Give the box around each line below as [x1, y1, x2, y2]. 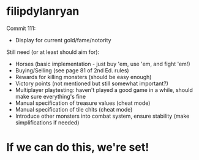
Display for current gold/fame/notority [15, 36, 111, 44]
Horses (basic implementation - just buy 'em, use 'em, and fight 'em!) [15, 60, 190, 67]
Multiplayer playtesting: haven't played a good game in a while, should [15, 86, 193, 93]
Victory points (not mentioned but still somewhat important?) [15, 80, 168, 87]
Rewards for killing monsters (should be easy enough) [15, 73, 152, 80]
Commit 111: [6, 25, 36, 32]
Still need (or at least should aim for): [6, 48, 100, 56]
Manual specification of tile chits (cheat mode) [15, 105, 133, 113]
